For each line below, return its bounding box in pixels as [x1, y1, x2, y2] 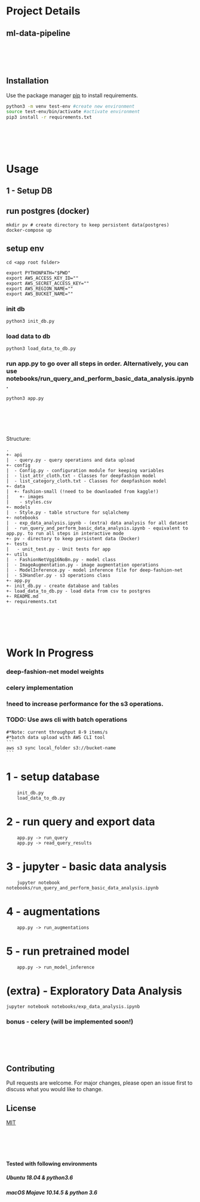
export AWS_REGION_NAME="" [6, 286, 73, 292]
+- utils [6, 552, 28, 558]
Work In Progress [6, 646, 94, 659]
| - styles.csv [6, 499, 52, 505]
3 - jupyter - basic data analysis [6, 859, 167, 873]
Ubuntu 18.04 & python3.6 [6, 1174, 73, 1181]
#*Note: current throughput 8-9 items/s [6, 729, 109, 735]
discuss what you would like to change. [6, 1086, 103, 1093]
